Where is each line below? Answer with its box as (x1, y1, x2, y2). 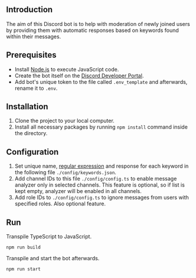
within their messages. (6, 32, 61, 40)
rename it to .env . (14, 84, 58, 91)
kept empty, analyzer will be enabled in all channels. (14, 188, 142, 195)
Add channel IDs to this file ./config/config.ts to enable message (14, 175, 177, 182)
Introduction (6, 5, 53, 15)
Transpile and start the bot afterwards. (6, 255, 100, 262)
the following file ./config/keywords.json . (14, 169, 117, 176)
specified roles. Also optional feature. (14, 200, 106, 207)
